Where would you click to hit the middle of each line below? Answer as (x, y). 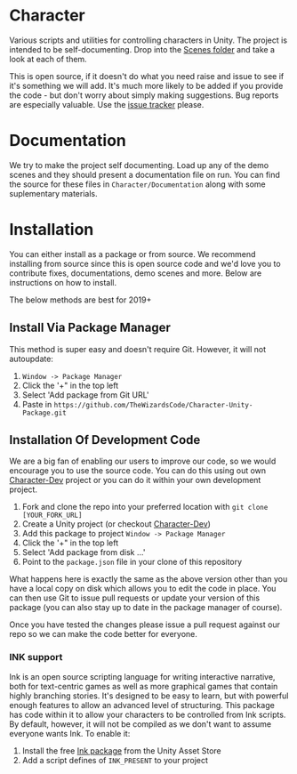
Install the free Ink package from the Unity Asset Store (121, 750)
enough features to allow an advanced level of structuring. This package (142, 705)
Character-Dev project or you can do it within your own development (135, 480)
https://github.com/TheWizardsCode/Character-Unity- (153, 405)
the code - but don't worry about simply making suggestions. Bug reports (144, 95)
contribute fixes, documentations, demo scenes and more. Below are (136, 273)
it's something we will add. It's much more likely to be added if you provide (146, 85)
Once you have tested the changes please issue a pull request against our (144, 625)
